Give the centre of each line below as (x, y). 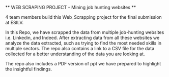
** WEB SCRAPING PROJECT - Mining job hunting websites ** (71, 7)
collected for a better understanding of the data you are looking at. (75, 54)
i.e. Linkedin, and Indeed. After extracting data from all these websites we (82, 38)
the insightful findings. (29, 69)
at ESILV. (15, 23)
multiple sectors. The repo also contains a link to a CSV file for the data (80, 48)
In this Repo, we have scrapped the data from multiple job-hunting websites (85, 32)
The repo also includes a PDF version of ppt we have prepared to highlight (83, 64)
